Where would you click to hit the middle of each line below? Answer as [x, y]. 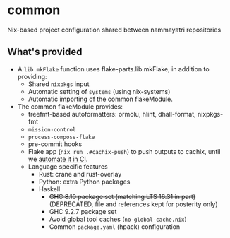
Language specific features [68, 166]
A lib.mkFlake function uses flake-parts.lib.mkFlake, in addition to [113, 69]
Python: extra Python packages [84, 182]
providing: [32, 76]
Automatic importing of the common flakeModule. [100, 99]
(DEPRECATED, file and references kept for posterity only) [133, 204]
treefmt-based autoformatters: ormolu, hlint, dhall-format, [112, 114]
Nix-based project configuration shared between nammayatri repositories [114, 30]
